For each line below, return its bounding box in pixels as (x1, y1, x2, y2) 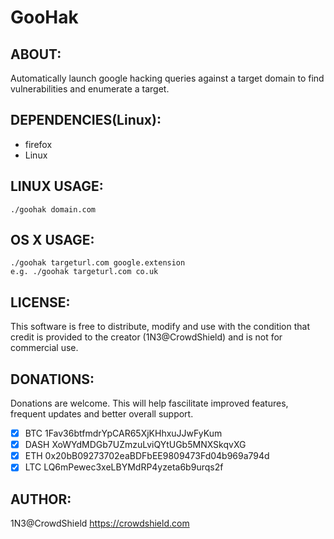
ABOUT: (10, 46, 62, 63)
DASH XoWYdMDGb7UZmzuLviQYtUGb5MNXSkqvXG (24, 439, 247, 451)
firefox (24, 138, 53, 150)
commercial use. (10, 342, 79, 354)
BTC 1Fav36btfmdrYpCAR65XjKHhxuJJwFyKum (24, 427, 223, 440)
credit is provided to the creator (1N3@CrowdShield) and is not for (10, 331, 283, 343)
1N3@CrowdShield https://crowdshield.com (10, 517, 190, 530)
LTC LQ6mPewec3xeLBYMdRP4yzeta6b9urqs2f (24, 461, 224, 473)
